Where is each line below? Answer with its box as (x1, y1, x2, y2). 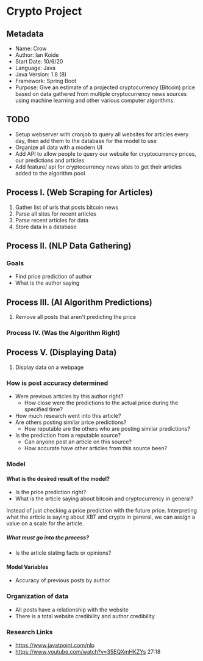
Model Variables (6, 563, 49, 571)
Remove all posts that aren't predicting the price (15, 313, 136, 321)
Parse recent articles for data (15, 216, 89, 224)
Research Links (6, 627, 53, 636)
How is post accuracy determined (6, 379, 109, 387)
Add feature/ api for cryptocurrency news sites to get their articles (15, 163, 182, 170)
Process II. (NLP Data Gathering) (6, 241, 132, 251)
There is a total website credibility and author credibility (15, 612, 155, 619)
